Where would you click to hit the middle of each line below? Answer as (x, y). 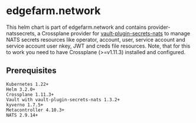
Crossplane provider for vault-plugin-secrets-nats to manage (116, 33)
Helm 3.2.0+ (21, 89)
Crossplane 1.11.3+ (30, 94)
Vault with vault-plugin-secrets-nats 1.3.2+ (63, 99)
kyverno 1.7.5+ (25, 105)
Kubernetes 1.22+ (27, 84)
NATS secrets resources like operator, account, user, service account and (96, 39)
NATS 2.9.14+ (22, 115)
